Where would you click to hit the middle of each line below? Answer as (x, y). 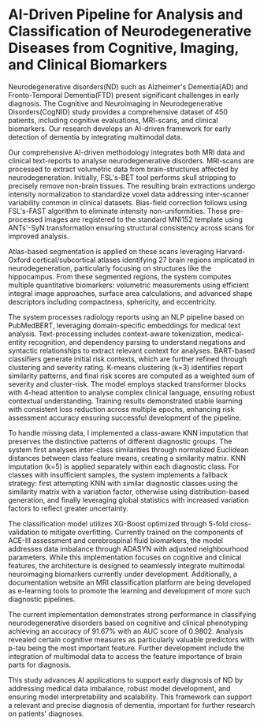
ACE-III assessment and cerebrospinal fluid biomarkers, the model (115, 540)
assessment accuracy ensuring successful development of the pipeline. (125, 417)
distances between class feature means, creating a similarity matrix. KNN (127, 458)
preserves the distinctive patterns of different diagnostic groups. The (120, 441)
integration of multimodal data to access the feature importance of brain (125, 656)
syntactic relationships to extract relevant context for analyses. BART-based (132, 350)
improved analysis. (39, 236)
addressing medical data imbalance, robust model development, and (119, 688)
